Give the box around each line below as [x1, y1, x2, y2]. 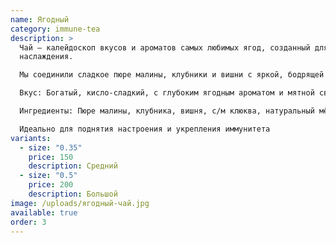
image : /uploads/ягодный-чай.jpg [10, 198, 150, 208]
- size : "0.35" [19, 142, 83, 153]
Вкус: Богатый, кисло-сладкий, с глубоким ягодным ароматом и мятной [19, 88, 315, 98]
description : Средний [28, 161, 118, 171]
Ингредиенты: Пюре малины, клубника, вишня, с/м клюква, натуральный [19, 106, 315, 116]
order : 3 [10, 217, 47, 227]
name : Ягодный [10, 14, 70, 25]
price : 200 [28, 180, 74, 190]
